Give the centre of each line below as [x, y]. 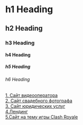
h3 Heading [20, 43]
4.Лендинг [17, 111]
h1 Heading [29, 9]
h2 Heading [24, 28]
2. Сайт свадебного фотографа [39, 101]
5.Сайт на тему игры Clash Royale [41, 117]
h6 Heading [18, 80]
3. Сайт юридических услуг [35, 106]
